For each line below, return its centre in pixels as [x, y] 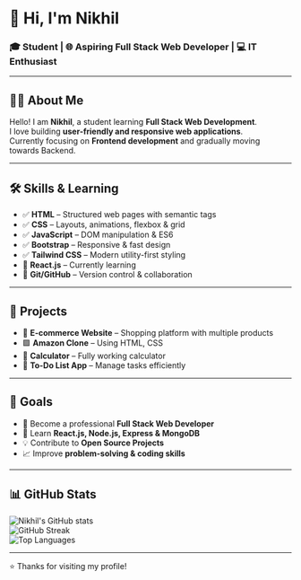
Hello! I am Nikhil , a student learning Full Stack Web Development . [133, 122]
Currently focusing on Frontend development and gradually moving [135, 141]
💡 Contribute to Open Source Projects [93, 443]
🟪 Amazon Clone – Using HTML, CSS [93, 343]
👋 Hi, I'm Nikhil [64, 18]
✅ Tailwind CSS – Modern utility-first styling [104, 255]
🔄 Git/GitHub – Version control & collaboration [107, 275]
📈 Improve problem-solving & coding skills [103, 453]
